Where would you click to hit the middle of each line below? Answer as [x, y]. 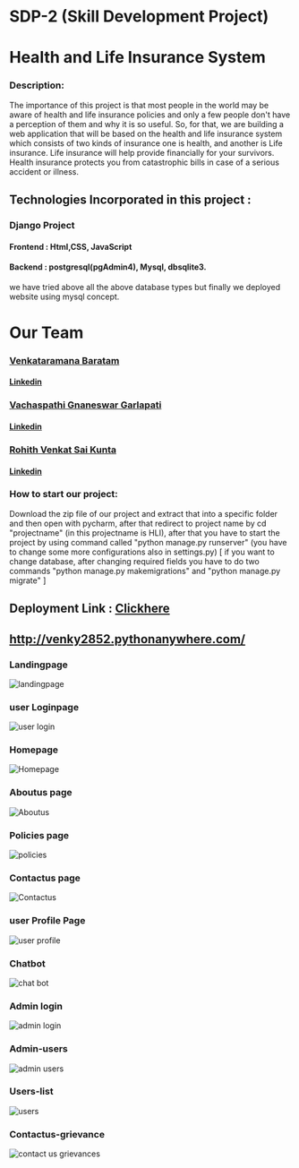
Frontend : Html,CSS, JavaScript [71, 246]
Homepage [34, 750]
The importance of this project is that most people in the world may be [139, 105]
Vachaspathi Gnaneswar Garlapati [85, 405]
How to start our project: [64, 494]
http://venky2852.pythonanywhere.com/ [128, 639]
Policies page [39, 835]
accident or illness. [44, 171]
